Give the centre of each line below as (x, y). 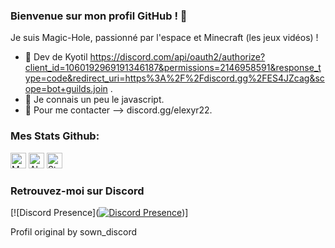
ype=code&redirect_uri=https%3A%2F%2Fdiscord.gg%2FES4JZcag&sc (174, 78)
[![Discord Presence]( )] (99, 212)
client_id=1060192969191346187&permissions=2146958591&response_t (173, 68)
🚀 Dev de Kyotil (56, 57)
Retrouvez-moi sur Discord (77, 191)
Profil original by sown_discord (74, 231)
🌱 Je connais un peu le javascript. (94, 100)
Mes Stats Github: (55, 136)
